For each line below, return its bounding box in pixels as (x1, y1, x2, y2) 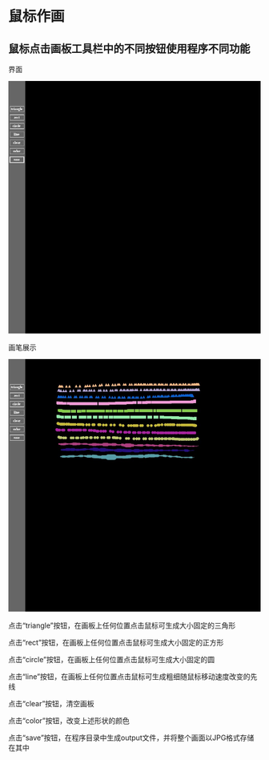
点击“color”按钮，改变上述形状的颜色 (8, 716, 130, 726)
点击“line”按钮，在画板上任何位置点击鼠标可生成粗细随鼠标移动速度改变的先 (8, 672, 258, 681)
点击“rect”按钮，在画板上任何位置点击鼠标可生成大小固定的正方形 (8, 638, 224, 647)
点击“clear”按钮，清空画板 (8, 699, 94, 708)
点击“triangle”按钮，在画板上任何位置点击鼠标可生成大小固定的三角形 (8, 621, 236, 630)
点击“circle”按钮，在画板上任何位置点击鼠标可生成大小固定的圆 (8, 655, 215, 664)
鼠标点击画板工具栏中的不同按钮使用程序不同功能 (8, 42, 251, 55)
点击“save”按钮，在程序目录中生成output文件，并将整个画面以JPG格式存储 (8, 733, 255, 742)
